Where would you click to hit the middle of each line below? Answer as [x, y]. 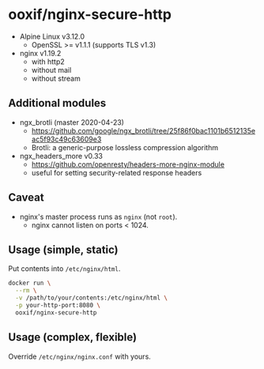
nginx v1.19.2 [40, 53]
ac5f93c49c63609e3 [66, 139]
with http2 [48, 62]
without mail [51, 70]
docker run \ [30, 283]
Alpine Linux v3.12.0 [52, 36]
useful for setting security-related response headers [117, 172]
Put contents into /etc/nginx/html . [64, 269]
